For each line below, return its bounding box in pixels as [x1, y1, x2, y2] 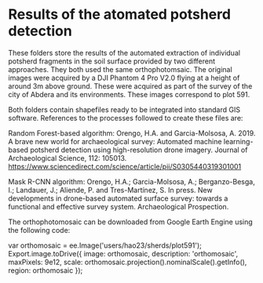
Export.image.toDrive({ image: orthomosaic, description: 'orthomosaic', [8, 249, 238, 258]
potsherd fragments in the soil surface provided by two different [8, 56, 216, 66]
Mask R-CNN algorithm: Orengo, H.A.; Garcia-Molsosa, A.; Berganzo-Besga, [8, 176, 255, 186]
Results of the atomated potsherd [8, 5, 232, 24]
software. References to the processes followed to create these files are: [8, 113, 243, 122]
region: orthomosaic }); [8, 265, 83, 275]
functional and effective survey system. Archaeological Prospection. [8, 201, 229, 211]
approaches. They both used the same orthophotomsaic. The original [8, 64, 233, 74]
